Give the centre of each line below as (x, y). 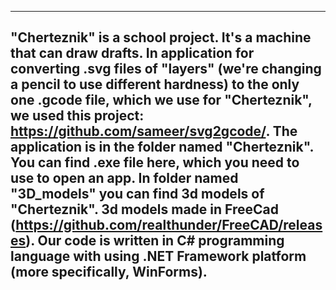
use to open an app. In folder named (124, 178)
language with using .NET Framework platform (158, 256)
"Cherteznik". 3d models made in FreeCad (144, 209)
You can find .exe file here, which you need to (155, 162)
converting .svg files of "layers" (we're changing (166, 69)
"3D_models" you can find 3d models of (137, 194)
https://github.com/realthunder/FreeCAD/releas (169, 225)
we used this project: (77, 116)
